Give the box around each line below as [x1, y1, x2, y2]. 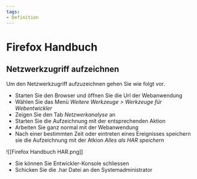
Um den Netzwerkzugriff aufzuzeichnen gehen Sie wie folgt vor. [6, 80, 165, 87]
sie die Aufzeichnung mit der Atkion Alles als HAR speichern [14, 136, 164, 144]
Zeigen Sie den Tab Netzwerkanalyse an [14, 111, 116, 118]
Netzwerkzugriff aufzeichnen [6, 64, 120, 74]
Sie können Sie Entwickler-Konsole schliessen [14, 160, 129, 167]
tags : [6, 8, 20, 15]
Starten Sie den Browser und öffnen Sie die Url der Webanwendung [14, 91, 183, 99]
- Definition [6, 14, 39, 20]
